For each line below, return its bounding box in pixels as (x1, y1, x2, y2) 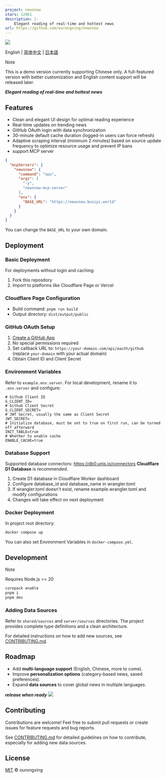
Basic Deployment (5, 256, 51, 263)
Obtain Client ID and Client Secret (12, 356, 81, 362)
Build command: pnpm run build (12, 306, 78, 312)
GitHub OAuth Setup (5, 324, 55, 331)
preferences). (12, 676, 41, 682)
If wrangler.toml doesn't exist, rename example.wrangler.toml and (12, 486, 146, 492)
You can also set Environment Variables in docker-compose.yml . (5, 539, 133, 545)
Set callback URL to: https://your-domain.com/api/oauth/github (12, 346, 144, 352)
